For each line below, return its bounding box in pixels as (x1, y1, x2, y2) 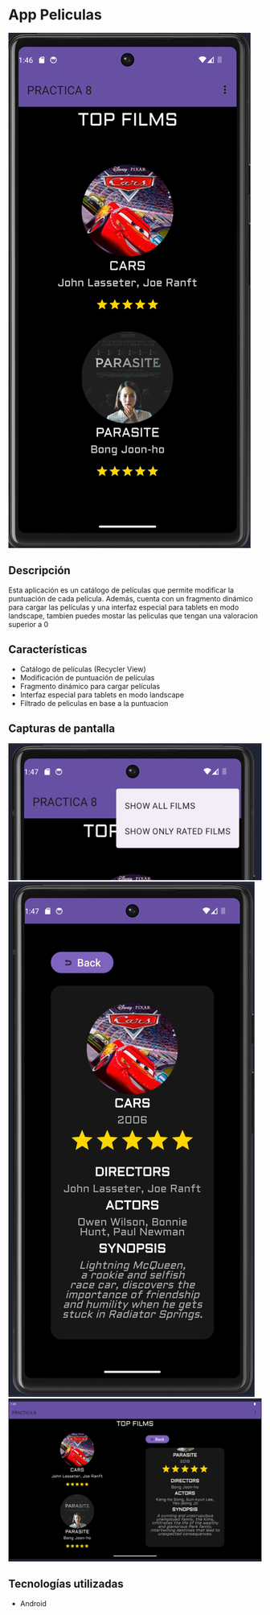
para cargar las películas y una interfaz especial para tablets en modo (8, 602, 239, 612)
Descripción (8, 564, 71, 577)
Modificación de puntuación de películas (19, 672, 155, 682)
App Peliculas (8, 6, 103, 24)
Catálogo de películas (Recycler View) (19, 664, 146, 674)
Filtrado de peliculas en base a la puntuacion (19, 698, 169, 708)
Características (8, 642, 88, 657)
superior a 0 (8, 619, 49, 629)
